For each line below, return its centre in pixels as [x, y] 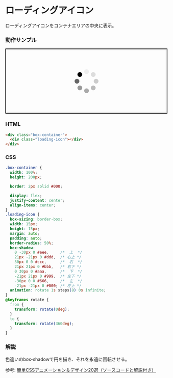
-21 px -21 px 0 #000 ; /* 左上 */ [48, 286]
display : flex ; [26, 196]
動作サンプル [21, 40]
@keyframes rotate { [27, 300]
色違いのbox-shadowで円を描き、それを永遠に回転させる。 [68, 359]
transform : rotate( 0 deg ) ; [42, 309]
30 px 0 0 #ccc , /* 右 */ [48, 262]
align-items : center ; [33, 205]
